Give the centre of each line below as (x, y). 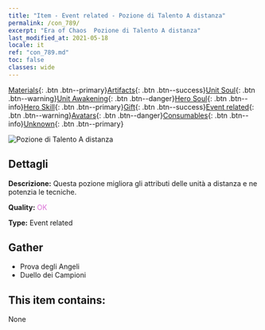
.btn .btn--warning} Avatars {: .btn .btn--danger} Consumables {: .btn (118, 115)
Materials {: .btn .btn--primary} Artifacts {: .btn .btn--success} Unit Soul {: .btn (132, 90)
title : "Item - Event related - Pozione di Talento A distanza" (117, 16)
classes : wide (32, 68)
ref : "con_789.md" (39, 52)
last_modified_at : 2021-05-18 (58, 38)
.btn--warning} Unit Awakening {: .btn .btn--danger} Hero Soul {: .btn (118, 98)
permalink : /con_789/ (44, 23)
